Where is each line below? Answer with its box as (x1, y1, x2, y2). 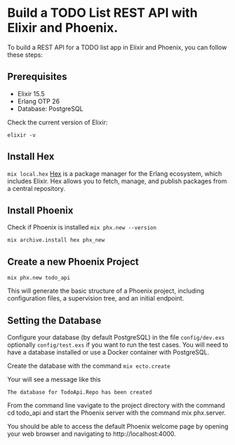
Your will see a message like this (7, 376, 101, 383)
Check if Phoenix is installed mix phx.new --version (7, 223, 156, 232)
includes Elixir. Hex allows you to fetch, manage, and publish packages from (7, 177, 227, 185)
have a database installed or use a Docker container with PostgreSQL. (7, 348, 210, 356)
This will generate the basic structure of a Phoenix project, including (7, 286, 205, 295)
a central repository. (7, 184, 65, 192)
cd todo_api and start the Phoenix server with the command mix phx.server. (7, 409, 227, 417)
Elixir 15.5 (17, 89, 45, 98)
